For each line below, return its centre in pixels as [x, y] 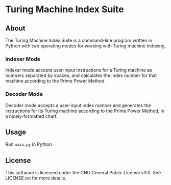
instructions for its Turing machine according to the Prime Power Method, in [85, 111]
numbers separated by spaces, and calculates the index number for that [81, 75]
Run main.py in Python [29, 144]
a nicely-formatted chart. [31, 116]
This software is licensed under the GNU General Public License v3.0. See [83, 173]
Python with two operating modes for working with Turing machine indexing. [86, 46]
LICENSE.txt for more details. [36, 178]
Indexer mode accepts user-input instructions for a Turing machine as [79, 70]
